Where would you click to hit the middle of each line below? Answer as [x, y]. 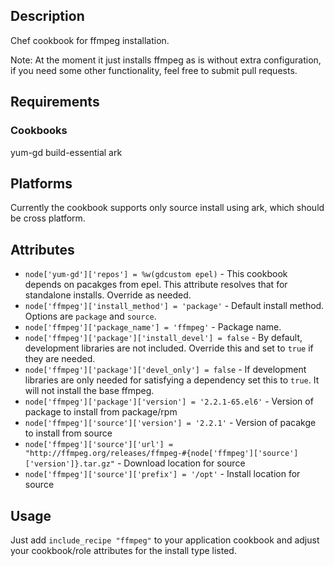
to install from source [68, 433]
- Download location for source [181, 463]
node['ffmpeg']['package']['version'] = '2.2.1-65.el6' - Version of [169, 401]
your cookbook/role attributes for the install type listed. [123, 550]
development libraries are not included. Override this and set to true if [169, 348]
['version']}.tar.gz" [69, 464]
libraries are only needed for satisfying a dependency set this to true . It [172, 380]
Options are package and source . [90, 316]
